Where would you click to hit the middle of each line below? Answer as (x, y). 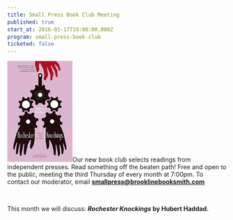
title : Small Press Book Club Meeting (63, 15)
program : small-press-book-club (54, 37)
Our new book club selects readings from (132, 159)
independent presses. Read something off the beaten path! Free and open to (117, 167)
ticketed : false (31, 44)
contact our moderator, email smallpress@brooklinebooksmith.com (106, 182)
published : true (31, 22)
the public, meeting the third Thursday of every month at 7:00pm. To (105, 175)
